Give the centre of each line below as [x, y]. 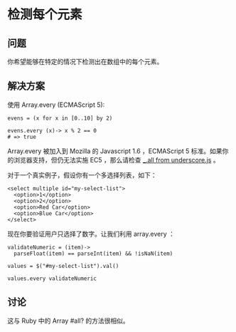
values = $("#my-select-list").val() [63, 266]
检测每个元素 [45, 15]
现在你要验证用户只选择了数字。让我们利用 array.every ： [91, 234]
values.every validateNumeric [52, 279]
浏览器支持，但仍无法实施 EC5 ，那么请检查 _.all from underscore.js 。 [116, 160]
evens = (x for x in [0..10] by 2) [60, 118]
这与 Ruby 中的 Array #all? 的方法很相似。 [68, 321]
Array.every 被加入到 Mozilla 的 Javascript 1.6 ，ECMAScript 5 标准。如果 [115, 151]
